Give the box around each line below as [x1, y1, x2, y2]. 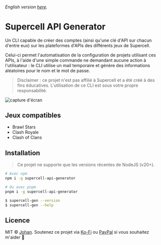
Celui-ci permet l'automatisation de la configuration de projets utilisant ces [5, 52, 156, 58]
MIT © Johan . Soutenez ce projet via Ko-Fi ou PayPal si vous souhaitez [5, 229, 149, 235]
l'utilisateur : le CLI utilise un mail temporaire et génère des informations [5, 62, 151, 68]
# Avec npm [5, 171, 27, 176]
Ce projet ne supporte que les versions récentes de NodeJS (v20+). [17, 162, 155, 168]
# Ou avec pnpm [5, 184, 36, 190]
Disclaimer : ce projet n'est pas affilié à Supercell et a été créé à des [17, 77, 155, 83]
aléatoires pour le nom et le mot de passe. [5, 68, 90, 73]
